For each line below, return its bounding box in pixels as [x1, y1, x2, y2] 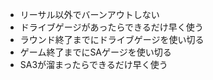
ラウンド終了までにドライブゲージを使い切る [19, 34, 205, 45]
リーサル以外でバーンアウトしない [19, 9, 160, 20]
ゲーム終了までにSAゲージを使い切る [19, 46, 172, 58]
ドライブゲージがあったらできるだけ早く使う [19, 21, 204, 33]
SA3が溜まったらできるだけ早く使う [19, 59, 168, 70]
